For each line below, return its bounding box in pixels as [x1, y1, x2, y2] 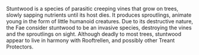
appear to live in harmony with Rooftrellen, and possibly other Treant [6, 37, 175, 44]
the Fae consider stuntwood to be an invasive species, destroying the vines [6, 24, 192, 31]
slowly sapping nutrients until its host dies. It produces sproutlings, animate [6, 11, 192, 19]
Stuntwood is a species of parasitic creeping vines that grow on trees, [6, 5, 179, 12]
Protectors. [6, 43, 34, 50]
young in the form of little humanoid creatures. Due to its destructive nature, [6, 18, 193, 25]
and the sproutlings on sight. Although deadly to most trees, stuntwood [6, 30, 182, 38]
